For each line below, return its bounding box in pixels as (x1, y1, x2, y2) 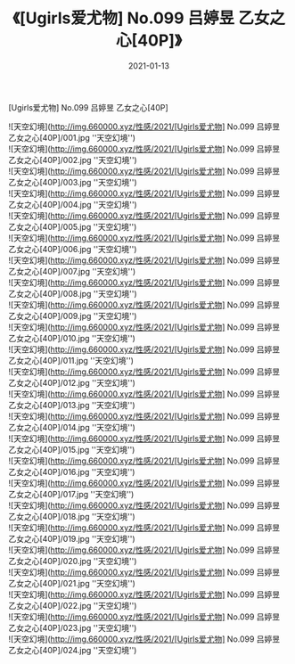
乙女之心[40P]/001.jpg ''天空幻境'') (8, 132, 135, 143)
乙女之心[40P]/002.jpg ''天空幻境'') (8, 154, 137, 165)
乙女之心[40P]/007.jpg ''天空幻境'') (8, 266, 136, 276)
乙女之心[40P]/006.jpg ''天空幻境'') (8, 243, 137, 254)
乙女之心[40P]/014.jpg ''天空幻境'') (8, 422, 135, 432)
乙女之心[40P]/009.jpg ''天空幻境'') (8, 310, 137, 321)
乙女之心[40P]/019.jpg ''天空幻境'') (8, 533, 135, 544)
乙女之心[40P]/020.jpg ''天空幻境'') (8, 555, 137, 566)
